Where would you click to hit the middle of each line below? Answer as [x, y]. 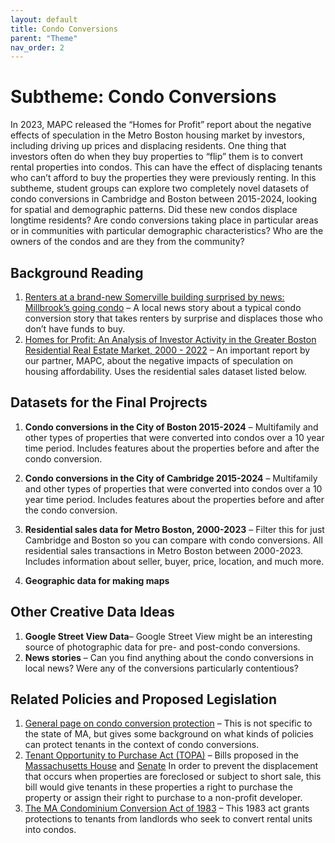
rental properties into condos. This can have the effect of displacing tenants [166, 167]
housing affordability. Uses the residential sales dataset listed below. [165, 371]
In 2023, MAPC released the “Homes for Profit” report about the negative [161, 125]
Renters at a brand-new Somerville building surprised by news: [154, 297]
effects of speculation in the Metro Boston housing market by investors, [157, 135]
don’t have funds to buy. [75, 329]
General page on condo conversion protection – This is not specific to [168, 723]
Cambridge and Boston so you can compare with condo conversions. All [173, 540]
